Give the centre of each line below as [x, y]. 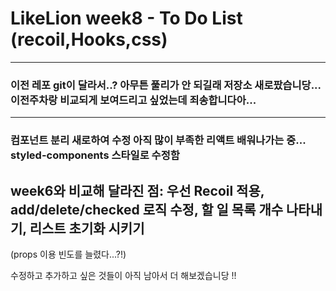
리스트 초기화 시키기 [87, 228]
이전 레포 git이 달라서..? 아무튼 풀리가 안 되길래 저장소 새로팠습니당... [166, 85]
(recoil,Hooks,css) [89, 39]
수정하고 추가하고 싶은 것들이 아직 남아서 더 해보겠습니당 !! [123, 275]
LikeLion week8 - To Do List [126, 18]
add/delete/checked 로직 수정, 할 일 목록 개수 [147, 209]
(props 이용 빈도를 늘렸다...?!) [68, 254]
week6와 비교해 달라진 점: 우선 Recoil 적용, [137, 190]
